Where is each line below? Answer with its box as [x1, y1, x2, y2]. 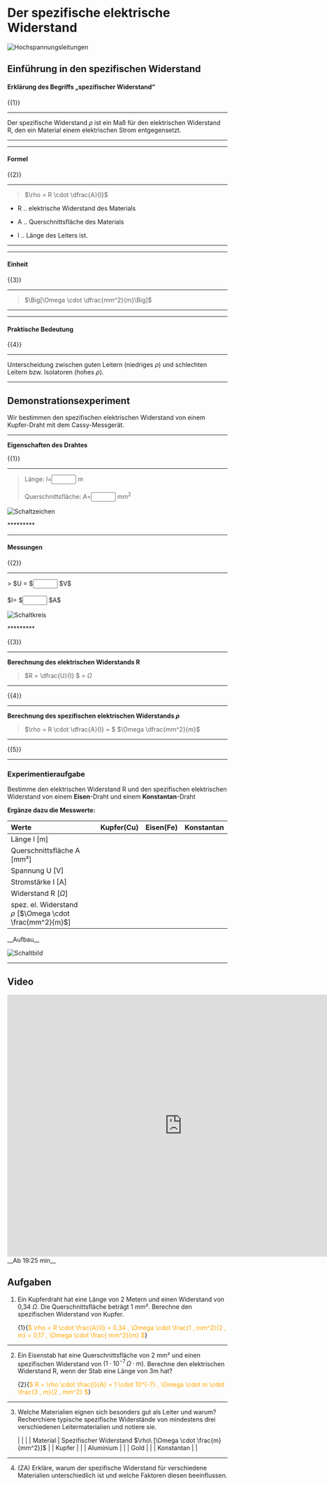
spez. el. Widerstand [10, 900, 78, 910]
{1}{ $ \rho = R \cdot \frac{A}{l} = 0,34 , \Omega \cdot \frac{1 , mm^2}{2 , [17, 1323, 226, 1332]
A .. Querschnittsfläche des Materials [17, 217, 124, 226]
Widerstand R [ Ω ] [10, 889, 68, 899]
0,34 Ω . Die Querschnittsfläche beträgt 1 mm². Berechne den [17, 1302, 192, 1311]
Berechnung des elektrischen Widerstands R [7, 658, 140, 666]
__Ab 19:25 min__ [7, 1256, 56, 1264]
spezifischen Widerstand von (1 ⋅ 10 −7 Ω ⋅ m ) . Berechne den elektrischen [17, 1358, 225, 1368]
